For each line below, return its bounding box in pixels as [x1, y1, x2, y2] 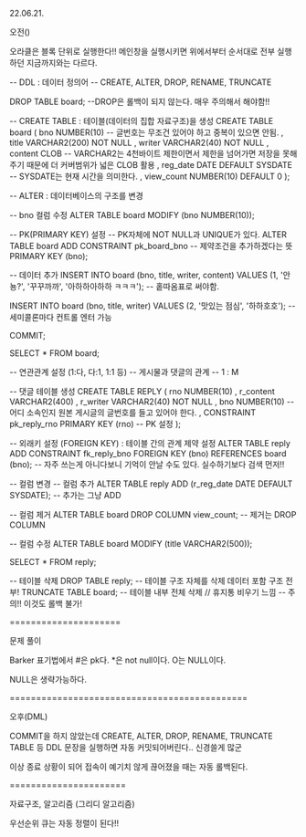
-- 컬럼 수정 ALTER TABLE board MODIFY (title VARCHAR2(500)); [9, 539, 253, 549]
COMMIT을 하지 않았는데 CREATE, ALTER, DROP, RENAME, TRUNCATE [9, 730, 273, 741]
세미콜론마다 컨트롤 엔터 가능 [9, 312, 112, 322]
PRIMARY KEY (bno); [9, 251, 89, 261]
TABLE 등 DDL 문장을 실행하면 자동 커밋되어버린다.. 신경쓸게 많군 [9, 742, 242, 752]
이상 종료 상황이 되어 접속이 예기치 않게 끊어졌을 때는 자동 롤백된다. [9, 761, 248, 772]
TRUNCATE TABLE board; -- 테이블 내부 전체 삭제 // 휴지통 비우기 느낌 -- [21, 587, 286, 597]
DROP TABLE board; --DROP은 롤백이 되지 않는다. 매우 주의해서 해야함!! [9, 96, 270, 107]
